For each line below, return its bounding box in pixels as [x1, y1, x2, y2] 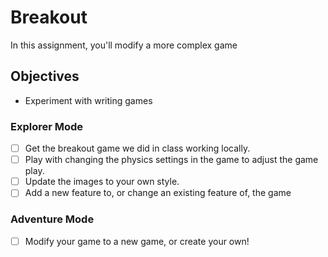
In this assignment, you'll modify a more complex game [10, 39, 238, 51]
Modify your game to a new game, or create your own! [24, 235, 250, 247]
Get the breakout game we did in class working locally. [24, 142, 251, 155]
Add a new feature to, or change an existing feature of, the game [24, 187, 292, 199]
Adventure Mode [10, 212, 95, 226]
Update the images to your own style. [24, 176, 180, 188]
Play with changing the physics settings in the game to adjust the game [24, 154, 319, 166]
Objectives [10, 68, 80, 85]
